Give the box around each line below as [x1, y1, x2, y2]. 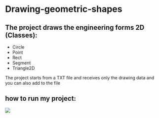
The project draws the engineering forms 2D [5, 23, 145, 32]
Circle [12, 44, 25, 50]
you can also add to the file [5, 80, 61, 86]
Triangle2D [12, 65, 35, 71]
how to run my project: [5, 94, 77, 103]
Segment [12, 60, 31, 65]
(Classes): [5, 31, 38, 39]
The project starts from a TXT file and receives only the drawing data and [5, 75, 155, 80]
